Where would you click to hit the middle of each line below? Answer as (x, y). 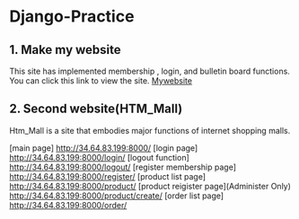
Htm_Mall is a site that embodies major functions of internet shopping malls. (150, 130)
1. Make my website (65, 50)
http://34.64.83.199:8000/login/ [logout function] (100, 157)
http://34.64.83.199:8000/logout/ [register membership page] (123, 167)
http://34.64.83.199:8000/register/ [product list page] (108, 176)
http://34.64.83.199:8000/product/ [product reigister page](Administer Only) (150, 186)
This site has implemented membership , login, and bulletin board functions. (149, 71)
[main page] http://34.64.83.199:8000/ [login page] (104, 148)
